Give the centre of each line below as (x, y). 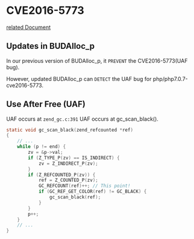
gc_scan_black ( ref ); (75, 197)
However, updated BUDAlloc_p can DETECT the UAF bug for (79, 78)
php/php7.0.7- (170, 78)
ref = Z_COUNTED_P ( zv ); (68, 180)
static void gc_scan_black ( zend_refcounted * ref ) (70, 130)
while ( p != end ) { (42, 147)
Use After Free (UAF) (46, 104)
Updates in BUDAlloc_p (51, 46)
